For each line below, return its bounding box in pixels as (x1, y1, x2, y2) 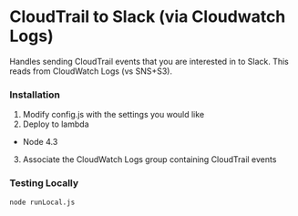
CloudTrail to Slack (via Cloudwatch (9, 6, 286, 27)
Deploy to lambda (22, 118, 89, 129)
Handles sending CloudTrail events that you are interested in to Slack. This (9, 56, 289, 67)
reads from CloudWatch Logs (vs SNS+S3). (9, 66, 173, 77)
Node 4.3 (22, 137, 58, 148)
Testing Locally (9, 177, 79, 190)
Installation (9, 88, 61, 101)
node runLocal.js (9, 198, 76, 207)
